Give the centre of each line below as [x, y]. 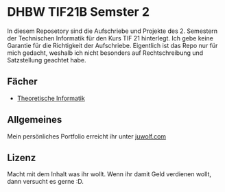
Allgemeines [35, 120]
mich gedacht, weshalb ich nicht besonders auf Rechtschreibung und [105, 53]
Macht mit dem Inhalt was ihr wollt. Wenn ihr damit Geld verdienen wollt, [109, 174]
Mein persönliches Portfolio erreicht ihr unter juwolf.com [87, 136]
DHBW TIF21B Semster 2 [78, 12]
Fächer [22, 82]
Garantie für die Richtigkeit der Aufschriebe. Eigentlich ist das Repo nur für [113, 45]
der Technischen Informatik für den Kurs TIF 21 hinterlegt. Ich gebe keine [110, 38]
